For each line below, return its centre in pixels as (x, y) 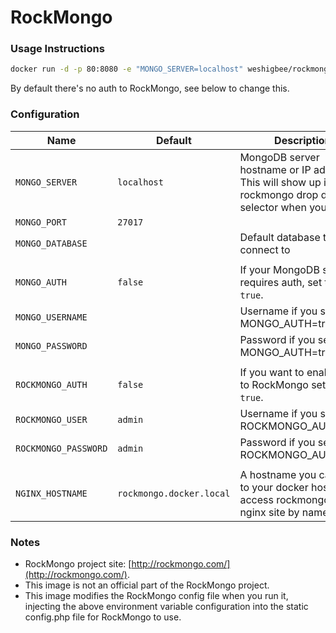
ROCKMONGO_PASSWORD (61, 448)
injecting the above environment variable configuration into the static (166, 606)
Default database (280, 237)
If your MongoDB (279, 269)
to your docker (274, 487)
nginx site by (269, 512)
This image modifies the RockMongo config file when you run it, (156, 595)
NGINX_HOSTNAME (51, 493)
